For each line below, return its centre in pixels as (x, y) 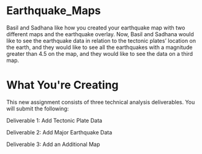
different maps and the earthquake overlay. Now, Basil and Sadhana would (100, 34)
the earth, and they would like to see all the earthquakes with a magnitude (99, 47)
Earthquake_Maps (54, 11)
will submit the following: (38, 109)
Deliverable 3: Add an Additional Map (53, 144)
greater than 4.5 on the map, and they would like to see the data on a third (100, 53)
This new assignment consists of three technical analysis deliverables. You (101, 102)
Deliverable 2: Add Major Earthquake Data (59, 132)
